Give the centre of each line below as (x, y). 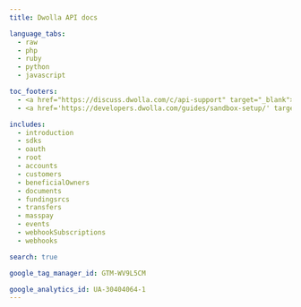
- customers (40, 174)
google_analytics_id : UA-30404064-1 (77, 289)
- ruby (30, 59)
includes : (28, 124)
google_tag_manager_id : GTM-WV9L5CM (77, 273)
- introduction (46, 132)
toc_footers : (34, 91)
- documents (40, 191)
